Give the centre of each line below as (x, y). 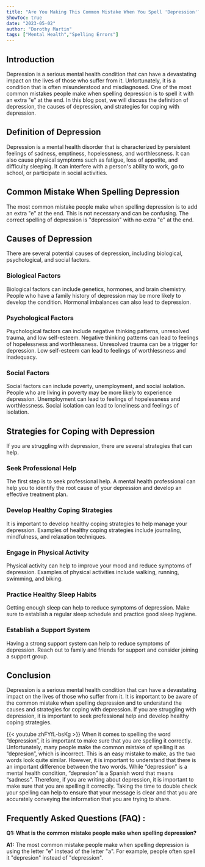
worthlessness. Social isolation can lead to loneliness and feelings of (92, 406)
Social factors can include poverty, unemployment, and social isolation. (96, 386)
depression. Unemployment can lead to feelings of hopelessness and (93, 399)
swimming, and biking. (34, 578)
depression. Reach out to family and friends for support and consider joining (102, 650)
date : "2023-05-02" (31, 23)
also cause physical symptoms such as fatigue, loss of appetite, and (92, 160)
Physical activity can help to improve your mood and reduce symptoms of (99, 566)
